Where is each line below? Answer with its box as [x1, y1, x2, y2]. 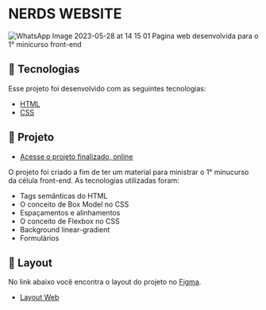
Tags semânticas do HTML [19, 191, 108, 200]
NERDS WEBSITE [8, 5, 122, 23]
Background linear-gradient [19, 224, 110, 234]
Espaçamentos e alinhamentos [19, 207, 121, 217]
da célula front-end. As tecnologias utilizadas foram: [8, 176, 180, 185]
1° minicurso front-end [8, 39, 82, 48]
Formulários [19, 233, 60, 242]
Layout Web [19, 293, 60, 302]
